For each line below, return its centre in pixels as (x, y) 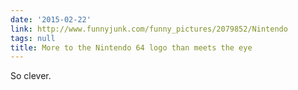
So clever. (31, 76)
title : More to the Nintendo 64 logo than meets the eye (131, 47)
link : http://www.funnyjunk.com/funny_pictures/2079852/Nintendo (149, 29)
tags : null (33, 38)
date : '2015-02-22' (51, 19)
